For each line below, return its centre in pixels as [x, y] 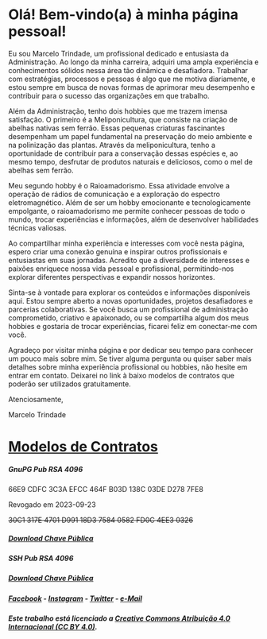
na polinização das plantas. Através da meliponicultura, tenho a [112, 145]
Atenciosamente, [36, 399]
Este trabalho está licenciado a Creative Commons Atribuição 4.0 [119, 618]
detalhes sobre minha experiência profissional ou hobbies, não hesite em [128, 366]
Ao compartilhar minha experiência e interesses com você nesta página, [126, 243]
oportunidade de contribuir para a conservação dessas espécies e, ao [123, 153]
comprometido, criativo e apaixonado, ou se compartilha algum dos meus [129, 318]
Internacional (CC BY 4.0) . [53, 627]
